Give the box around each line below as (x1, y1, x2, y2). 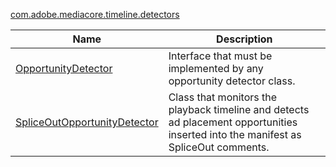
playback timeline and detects (168, 103, 310, 116)
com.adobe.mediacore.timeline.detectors (10, 9, 180, 20)
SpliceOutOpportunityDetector (15, 115, 159, 129)
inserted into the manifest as (168, 128, 302, 141)
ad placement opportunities (168, 115, 298, 129)
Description (216, 32, 273, 46)
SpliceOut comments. (168, 140, 270, 154)
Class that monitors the (168, 90, 278, 104)
